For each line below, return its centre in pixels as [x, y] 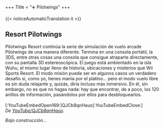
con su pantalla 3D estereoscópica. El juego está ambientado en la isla [78, 62]
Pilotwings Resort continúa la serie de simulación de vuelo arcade [73, 46]
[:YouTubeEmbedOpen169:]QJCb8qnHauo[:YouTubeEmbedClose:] [74, 105]
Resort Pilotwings [33, 34]
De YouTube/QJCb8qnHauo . [35, 110]
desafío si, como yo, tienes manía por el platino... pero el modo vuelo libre [82, 78]
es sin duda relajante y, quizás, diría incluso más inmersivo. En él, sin [76, 84]
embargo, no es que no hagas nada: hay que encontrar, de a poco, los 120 [82, 89]
